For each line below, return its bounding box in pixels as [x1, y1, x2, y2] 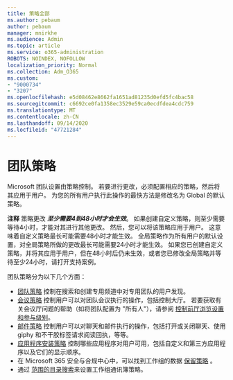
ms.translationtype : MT [7, 107, 76, 114]
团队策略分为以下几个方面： [7, 273, 87, 281]
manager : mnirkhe [7, 29, 58, 37]
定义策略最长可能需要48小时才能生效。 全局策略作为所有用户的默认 [25, 232, 217, 240]
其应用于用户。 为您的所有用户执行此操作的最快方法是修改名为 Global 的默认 [7, 191, 225, 200]
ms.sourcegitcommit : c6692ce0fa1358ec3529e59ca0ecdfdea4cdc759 [7, 101, 194, 107]
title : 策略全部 [7, 10, 50, 17]
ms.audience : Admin [7, 36, 64, 43]
